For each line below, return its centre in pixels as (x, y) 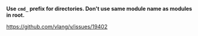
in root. (16, 15)
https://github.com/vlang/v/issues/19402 (57, 27)
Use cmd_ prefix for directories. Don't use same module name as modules (99, 9)
